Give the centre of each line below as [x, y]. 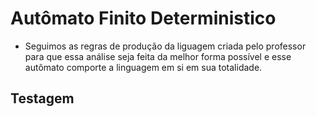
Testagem [42, 98]
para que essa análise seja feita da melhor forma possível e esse [158, 56]
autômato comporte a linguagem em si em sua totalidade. [143, 67]
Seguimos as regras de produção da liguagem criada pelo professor [165, 46]
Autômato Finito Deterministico [143, 18]
